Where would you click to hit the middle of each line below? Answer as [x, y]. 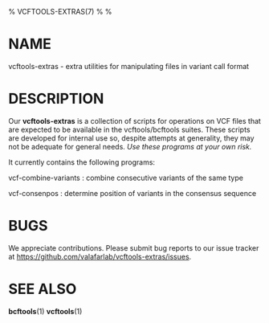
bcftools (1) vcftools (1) [45, 311]
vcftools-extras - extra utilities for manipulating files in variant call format [129, 66]
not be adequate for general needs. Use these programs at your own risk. [130, 146]
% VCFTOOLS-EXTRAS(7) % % [60, 12]
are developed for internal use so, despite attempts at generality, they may [131, 138]
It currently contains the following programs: [82, 162]
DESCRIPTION [56, 99]
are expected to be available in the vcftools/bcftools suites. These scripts [129, 129]
